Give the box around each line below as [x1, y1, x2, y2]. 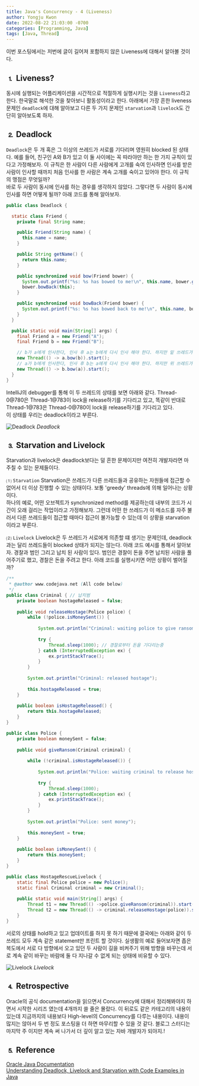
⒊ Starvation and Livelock [6, 440, 105, 450]
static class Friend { [11, 213, 68, 219]
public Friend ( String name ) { [17, 230, 92, 236]
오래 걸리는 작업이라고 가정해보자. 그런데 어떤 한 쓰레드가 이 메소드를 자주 [17, 506, 187, 514]
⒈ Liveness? [6, 73, 54, 83]
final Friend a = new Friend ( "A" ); [17, 333, 105, 339]
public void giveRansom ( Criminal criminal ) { [17, 747, 131, 753]
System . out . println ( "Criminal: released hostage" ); [27, 675, 158, 681]
